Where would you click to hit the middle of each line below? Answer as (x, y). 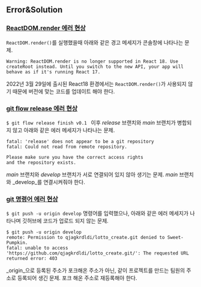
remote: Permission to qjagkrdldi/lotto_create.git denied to (85, 238)
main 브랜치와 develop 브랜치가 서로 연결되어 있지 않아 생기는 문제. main (92, 174)
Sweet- (175, 238)
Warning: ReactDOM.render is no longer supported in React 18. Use (92, 61)
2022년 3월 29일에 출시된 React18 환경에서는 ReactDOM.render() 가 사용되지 (97, 84)
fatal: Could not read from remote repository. (67, 147)
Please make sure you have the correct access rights (75, 157)
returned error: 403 (32, 259)
